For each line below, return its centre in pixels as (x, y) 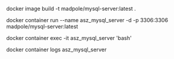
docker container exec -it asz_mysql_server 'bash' (69, 38)
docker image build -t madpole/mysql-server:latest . (71, 9)
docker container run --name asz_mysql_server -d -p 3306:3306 (87, 20)
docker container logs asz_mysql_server (56, 49)
